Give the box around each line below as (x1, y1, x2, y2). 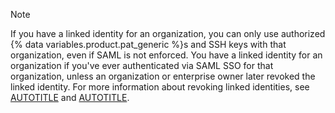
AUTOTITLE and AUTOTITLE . (10, 92, 130, 103)
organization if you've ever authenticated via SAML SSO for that (10, 60, 274, 71)
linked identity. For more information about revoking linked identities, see (10, 81, 310, 93)
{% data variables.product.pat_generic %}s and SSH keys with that (10, 39, 287, 50)
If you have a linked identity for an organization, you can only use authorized (10, 28, 326, 39)
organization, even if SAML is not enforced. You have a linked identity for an (10, 49, 323, 61)
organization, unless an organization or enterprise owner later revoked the (10, 70, 316, 82)
